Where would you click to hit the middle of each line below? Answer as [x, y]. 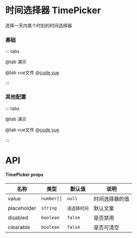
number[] [52, 198]
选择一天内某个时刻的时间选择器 [39, 25]
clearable [19, 227]
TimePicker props [24, 175]
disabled [18, 218]
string [49, 208]
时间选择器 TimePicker [53, 10]
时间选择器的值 [111, 199]
